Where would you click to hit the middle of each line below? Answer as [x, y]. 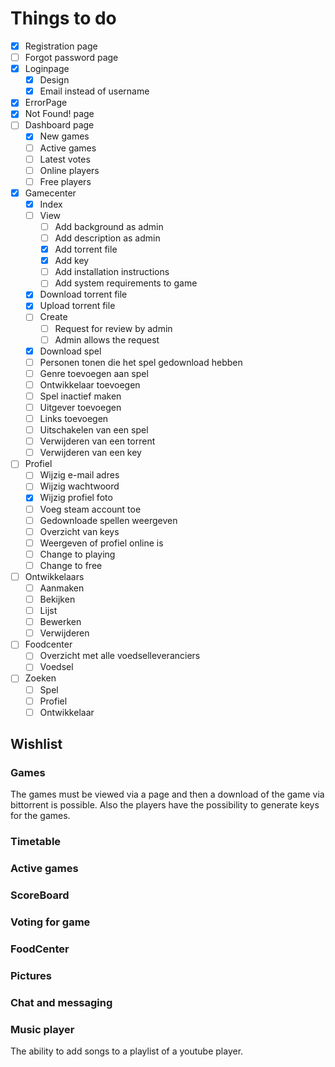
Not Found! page [59, 114]
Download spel [70, 351]
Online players [69, 170]
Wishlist [36, 744]
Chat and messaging [61, 1002]
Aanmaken [62, 588]
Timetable [36, 842]
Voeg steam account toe [90, 509]
